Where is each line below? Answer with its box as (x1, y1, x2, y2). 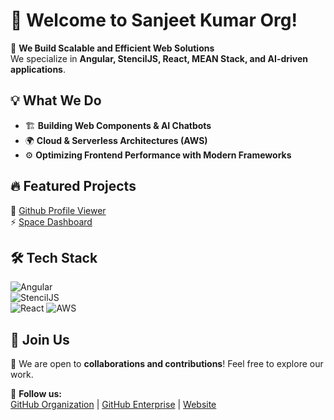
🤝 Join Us (10, 331, 70, 348)
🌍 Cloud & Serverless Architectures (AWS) (24, 134, 208, 146)
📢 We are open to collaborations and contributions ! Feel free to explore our (10, 358, 324, 370)
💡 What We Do (10, 92, 102, 109)
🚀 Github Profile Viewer (10, 204, 107, 216)
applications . (10, 63, 66, 75)
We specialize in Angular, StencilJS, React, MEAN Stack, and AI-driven (10, 52, 309, 64)
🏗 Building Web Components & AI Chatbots (24, 119, 212, 131)
